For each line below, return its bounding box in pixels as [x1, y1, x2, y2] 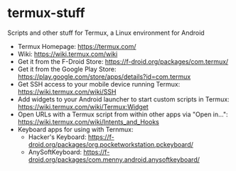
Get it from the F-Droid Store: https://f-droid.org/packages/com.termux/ [17, 57, 229, 65]
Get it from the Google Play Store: [17, 65, 117, 73]
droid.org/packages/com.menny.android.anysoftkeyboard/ [28, 155, 200, 164]
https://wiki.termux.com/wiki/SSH [17, 87, 117, 96]
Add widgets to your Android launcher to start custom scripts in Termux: [17, 94, 230, 104]
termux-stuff [7, 5, 85, 21]
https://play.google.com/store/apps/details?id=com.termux [17, 72, 191, 81]
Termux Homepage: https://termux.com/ [17, 42, 136, 50]
